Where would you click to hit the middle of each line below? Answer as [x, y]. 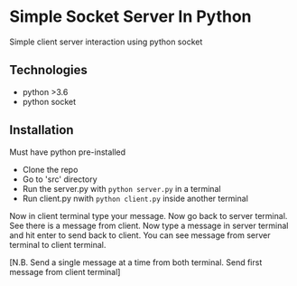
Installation [42, 130]
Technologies [49, 70]
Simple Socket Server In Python [130, 17]
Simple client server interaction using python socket [106, 42]
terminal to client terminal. [58, 244]
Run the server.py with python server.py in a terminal [121, 188]
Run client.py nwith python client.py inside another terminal [135, 198]
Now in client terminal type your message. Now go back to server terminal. [148, 215]
